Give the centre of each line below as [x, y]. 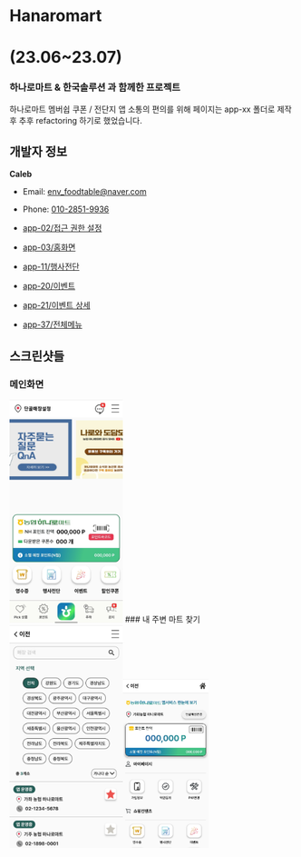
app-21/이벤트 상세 [56, 305]
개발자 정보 [39, 152]
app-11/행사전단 [51, 267]
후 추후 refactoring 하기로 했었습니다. [76, 120]
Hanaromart [56, 16]
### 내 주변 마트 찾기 [163, 620]
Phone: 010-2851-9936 [66, 209]
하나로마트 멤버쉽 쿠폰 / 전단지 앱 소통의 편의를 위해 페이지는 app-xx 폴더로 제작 [150, 109]
